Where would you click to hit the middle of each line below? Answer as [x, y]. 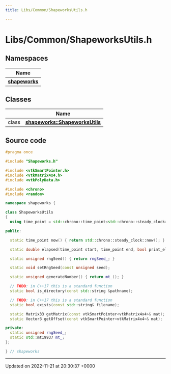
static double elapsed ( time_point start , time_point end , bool [78, 249]
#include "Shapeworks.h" [32, 162]
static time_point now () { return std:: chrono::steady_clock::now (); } [88, 240]
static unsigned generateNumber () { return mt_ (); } [67, 277]
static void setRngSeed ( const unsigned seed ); [60, 268]
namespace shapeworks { [31, 203]
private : [15, 328]
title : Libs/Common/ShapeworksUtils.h [46, 10]
